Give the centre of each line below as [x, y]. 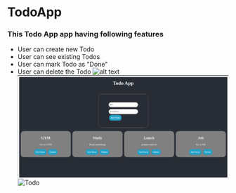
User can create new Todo [56, 49]
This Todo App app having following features [85, 34]
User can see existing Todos [59, 57]
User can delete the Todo [54, 72]
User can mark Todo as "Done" [63, 65]
